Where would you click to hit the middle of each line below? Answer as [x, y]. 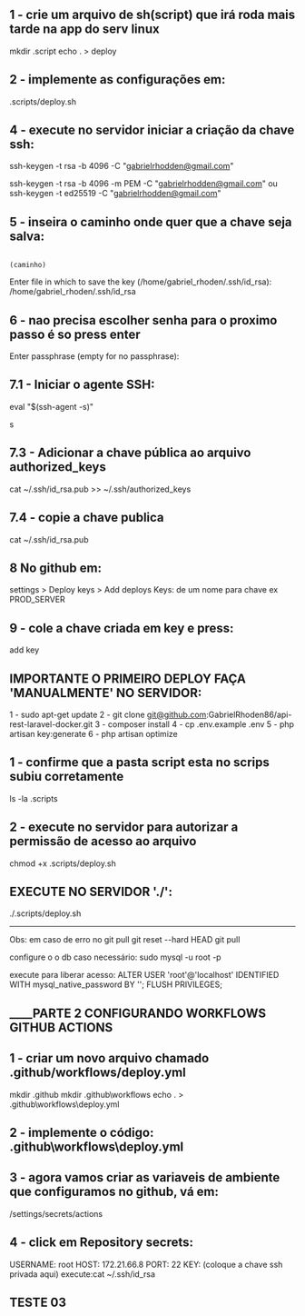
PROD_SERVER [37, 600]
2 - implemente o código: [82, 1132]
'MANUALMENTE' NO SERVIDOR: [106, 693]
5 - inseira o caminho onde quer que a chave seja [151, 222]
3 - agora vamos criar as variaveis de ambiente [145, 1177]
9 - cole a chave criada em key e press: [122, 628]
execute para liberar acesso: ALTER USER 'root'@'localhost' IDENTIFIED [144, 975]
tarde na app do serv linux [85, 30]
